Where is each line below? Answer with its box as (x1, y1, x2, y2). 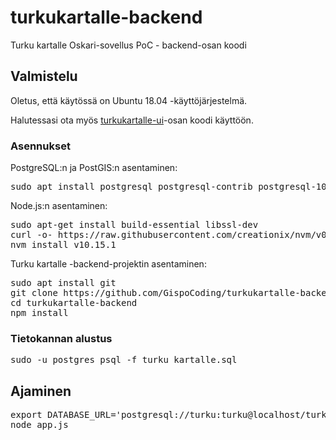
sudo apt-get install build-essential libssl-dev (10, 219, 259, 231)
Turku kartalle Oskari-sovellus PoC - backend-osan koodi (10, 39, 247, 51)
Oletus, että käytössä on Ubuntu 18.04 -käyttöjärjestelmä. (10, 94, 248, 106)
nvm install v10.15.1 (10, 239, 117, 251)
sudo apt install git (10, 277, 117, 289)
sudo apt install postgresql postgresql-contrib (10, 181, 253, 193)
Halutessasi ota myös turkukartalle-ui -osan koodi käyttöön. (10, 114, 254, 126)
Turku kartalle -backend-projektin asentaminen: (10, 258, 207, 270)
